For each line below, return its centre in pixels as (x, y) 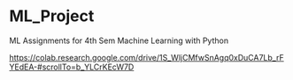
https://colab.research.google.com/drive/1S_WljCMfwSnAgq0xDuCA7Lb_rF (147, 57)
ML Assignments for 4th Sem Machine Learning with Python (119, 40)
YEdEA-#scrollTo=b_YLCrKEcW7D (72, 67)
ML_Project (52, 16)
